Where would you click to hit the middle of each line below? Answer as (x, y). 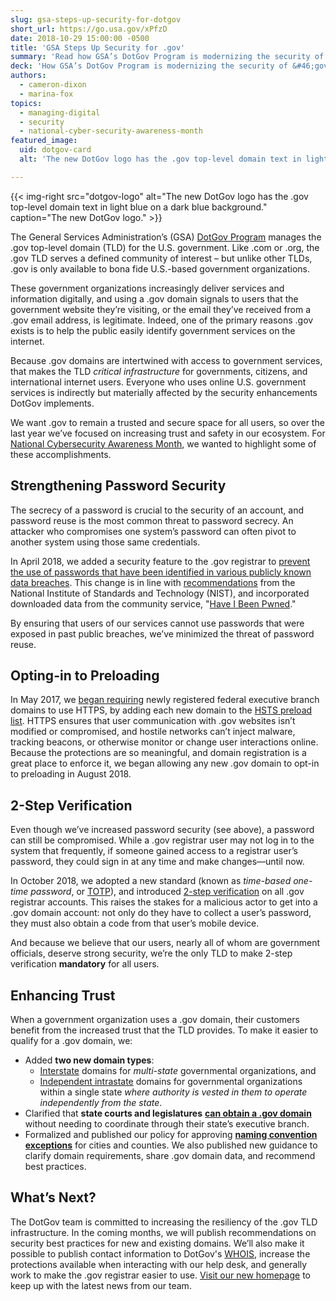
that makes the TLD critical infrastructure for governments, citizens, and (159, 371)
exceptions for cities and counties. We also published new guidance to (171, 1145)
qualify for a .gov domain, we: (71, 1040)
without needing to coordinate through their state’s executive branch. (167, 1124)
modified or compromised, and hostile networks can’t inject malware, (153, 732)
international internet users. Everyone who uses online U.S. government (158, 382)
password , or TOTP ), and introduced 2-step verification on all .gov (167, 892)
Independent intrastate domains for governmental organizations (171, 1081)
